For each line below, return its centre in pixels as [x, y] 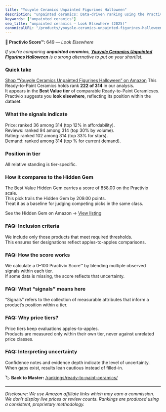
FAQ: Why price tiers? [32, 318]
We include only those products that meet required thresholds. [69, 237]
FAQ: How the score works [38, 255]
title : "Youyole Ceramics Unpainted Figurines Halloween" [66, 10]
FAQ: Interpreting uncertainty [41, 352]
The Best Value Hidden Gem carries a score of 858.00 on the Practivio [77, 188]
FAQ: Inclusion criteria [32, 226]
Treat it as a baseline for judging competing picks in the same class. [74, 204]
